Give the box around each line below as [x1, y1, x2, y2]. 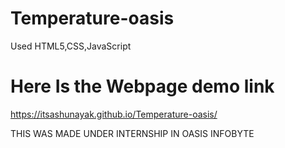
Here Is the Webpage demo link [10, 75, 275, 98]
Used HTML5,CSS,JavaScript [10, 40, 132, 52]
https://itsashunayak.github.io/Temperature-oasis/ [10, 108, 218, 120]
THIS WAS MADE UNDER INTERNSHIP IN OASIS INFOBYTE [10, 127, 255, 139]
